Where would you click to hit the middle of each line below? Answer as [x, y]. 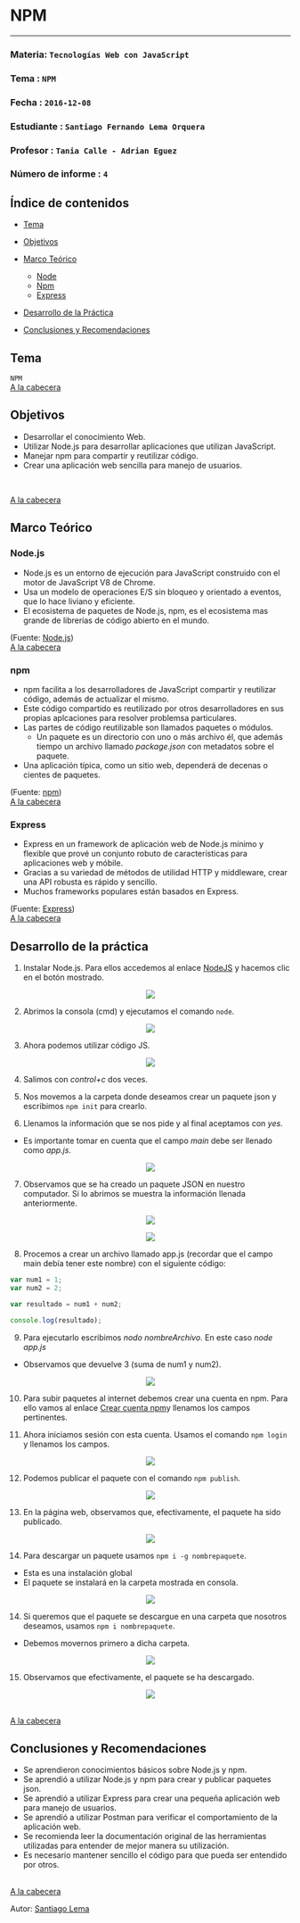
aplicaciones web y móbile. [73, 863]
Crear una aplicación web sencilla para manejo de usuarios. [133, 465]
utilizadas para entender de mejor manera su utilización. [126, 1846]
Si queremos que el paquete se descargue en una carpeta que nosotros [155, 1616]
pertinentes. [45, 1417]
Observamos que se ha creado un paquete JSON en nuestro [134, 1184]
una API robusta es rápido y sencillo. [90, 882]
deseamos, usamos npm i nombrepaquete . [99, 1626]
